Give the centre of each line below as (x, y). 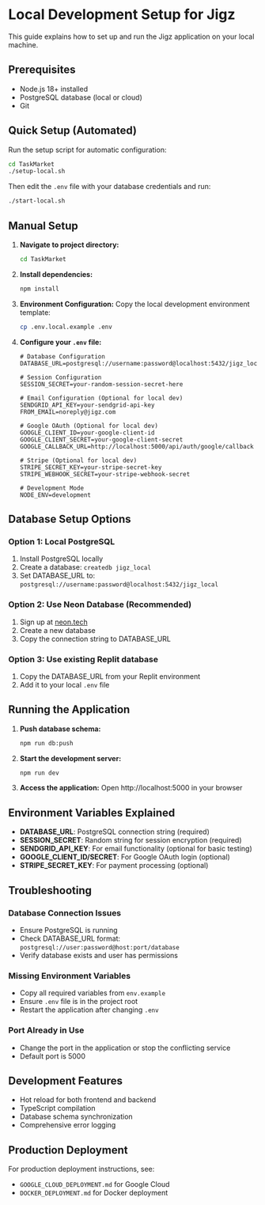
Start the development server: (70, 758)
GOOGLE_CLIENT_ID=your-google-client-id (87, 433)
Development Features (65, 1080)
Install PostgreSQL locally (61, 559)
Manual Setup (44, 226)
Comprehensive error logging (68, 1125)
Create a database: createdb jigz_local (85, 567)
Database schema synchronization (76, 1116)
